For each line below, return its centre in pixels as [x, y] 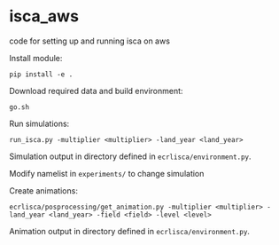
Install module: [36, 58]
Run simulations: [39, 123]
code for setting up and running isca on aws [90, 41]
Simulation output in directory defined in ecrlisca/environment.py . [130, 156]
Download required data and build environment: [96, 91]
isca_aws [44, 16]
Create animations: [43, 190]
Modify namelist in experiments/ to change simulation [107, 173]
